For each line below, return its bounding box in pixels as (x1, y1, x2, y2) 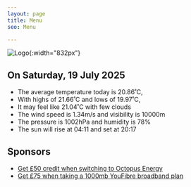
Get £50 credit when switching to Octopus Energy (17, 165, 164, 172)
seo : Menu (7, 23, 37, 30)
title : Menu (7, 17, 42, 24)
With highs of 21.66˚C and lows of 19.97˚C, (17, 96, 141, 104)
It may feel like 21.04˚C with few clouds (17, 103, 132, 111)
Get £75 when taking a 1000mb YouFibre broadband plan (17, 172, 184, 180)
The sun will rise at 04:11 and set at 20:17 (17, 125, 137, 134)
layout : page (7, 10, 46, 18)
